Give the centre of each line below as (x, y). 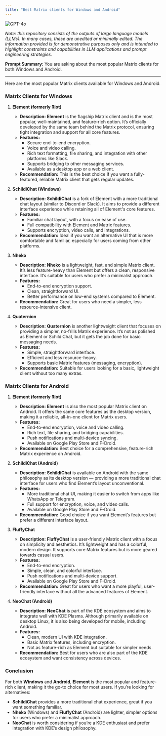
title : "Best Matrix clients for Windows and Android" (63, 10)
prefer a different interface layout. (54, 520)
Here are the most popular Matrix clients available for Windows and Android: (83, 83)
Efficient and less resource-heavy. (62, 357)
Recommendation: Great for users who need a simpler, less (81, 301)
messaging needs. (39, 342)
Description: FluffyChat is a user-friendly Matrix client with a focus (88, 539)
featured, (29, 179)
